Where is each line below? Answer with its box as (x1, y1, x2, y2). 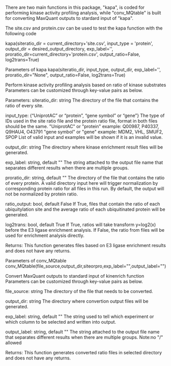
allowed (5, 339, 22, 346)
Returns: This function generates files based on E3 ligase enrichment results (5, 242, 166, 248)
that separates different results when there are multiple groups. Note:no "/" (5, 334, 163, 340)
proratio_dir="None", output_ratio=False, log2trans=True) (5, 72, 126, 78)
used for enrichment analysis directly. (5, 232, 85, 238)
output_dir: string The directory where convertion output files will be (5, 298, 149, 304)
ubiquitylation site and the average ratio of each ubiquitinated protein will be (5, 206, 165, 212)
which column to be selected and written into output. (5, 319, 116, 325)
